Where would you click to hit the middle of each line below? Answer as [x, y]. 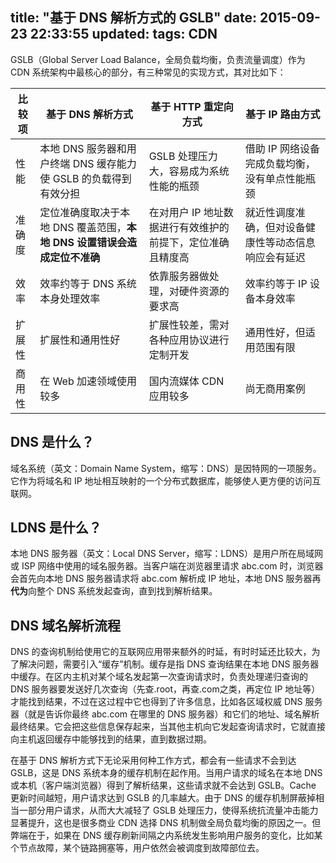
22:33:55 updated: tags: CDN [123, 34]
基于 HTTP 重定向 [192, 106]
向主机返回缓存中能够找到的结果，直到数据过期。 [111, 739]
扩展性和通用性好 [80, 340]
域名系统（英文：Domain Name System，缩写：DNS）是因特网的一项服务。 [166, 468]
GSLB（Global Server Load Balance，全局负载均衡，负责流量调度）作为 [158, 59]
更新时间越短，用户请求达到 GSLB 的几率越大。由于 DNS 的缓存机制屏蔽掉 [163, 798]
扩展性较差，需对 [189, 325]
